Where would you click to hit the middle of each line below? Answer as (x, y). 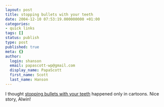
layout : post (19, 10)
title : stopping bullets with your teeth (49, 14)
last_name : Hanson (29, 79)
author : (13, 56)
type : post (17, 42)
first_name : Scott (29, 75)
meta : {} (14, 51)
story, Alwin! (18, 99)
